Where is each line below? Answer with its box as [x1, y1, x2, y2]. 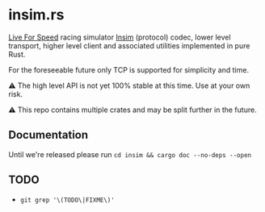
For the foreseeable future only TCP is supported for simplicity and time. [8, 64, 249, 74]
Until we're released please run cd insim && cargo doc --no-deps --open [8, 149, 252, 159]
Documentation [8, 128, 89, 142]
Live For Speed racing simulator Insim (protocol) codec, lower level [8, 32, 232, 42]
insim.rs [8, 6, 65, 24]
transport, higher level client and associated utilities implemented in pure [8, 40, 250, 50]
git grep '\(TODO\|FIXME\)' [19, 196, 115, 204]
